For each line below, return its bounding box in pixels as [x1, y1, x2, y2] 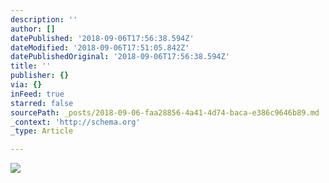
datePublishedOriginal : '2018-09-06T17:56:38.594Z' [10, 52, 230, 62]
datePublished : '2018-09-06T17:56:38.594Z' [10, 33, 195, 43]
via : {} [10, 80, 43, 90]
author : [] [10, 24, 56, 34]
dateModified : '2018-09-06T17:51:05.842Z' [10, 42, 190, 53]
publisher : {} [10, 71, 70, 81]
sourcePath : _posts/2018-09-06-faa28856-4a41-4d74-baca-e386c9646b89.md [10, 107, 320, 118]
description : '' [10, 14, 78, 25]
